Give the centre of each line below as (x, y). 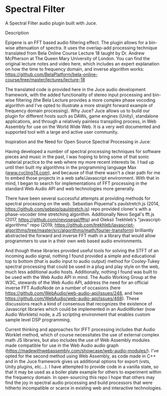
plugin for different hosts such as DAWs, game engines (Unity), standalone (82, 116)
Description (17, 33)
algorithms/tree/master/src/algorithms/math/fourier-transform (69, 230)
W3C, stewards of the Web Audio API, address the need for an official (77, 282)
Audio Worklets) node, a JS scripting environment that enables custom (78, 314)
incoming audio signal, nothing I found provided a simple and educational (81, 256)
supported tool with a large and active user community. (62, 132)
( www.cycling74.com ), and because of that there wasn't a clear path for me (83, 172)
